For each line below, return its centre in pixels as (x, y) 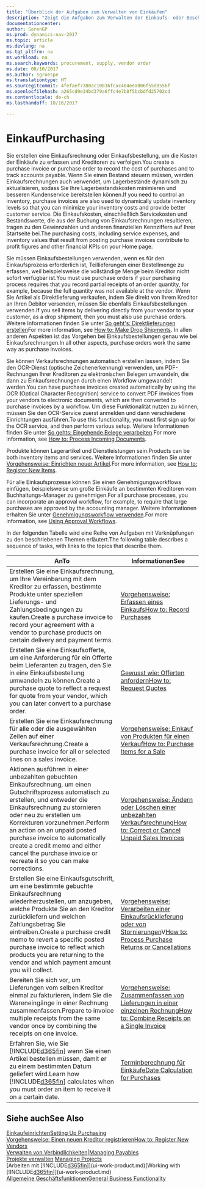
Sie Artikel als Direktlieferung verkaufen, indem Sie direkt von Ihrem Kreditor (102, 297)
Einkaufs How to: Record (155, 609)
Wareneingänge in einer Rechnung (59, 1003)
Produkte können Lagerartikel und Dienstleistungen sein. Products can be (98, 450)
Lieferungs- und (33, 601)
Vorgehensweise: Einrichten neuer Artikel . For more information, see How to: (102, 464)
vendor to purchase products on (56, 632)
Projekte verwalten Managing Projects (54, 1159)
